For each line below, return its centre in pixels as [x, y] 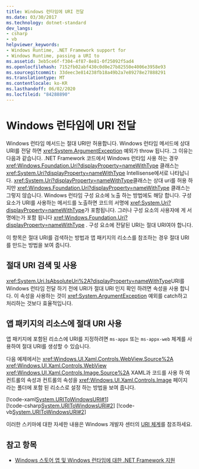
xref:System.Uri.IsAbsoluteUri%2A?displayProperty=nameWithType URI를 [96, 281]
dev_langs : [20, 28]
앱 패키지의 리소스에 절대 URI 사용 [64, 323]
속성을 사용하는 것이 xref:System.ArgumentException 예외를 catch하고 [104, 296]
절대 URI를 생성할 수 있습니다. [56, 346]
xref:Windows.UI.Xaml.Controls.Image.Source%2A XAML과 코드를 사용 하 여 [98, 373]
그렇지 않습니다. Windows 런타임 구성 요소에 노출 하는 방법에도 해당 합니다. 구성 [99, 195]
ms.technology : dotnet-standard [46, 23]
